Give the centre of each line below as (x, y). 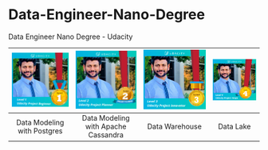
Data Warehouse (174, 127)
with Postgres (40, 131)
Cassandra (106, 135)
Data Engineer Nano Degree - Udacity (71, 37)
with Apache (106, 127)
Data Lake (235, 127)
